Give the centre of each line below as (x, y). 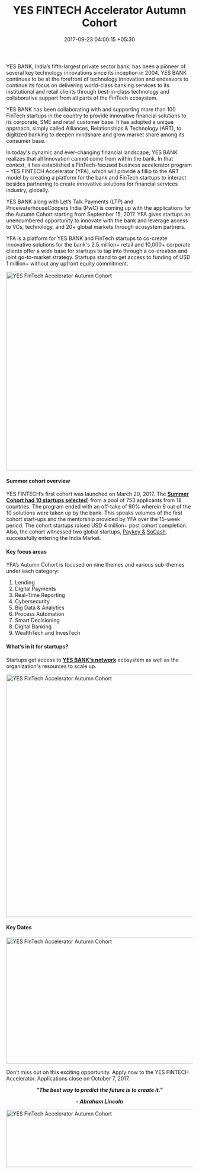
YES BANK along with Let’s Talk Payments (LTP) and (70, 202)
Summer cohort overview (38, 481)
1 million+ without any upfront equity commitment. (67, 263)
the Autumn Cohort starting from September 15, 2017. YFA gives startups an (98, 214)
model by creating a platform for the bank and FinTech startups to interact (96, 177)
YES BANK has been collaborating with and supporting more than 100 (91, 109)
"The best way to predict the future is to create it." (99, 1090)
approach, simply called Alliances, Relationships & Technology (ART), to (94, 128)
